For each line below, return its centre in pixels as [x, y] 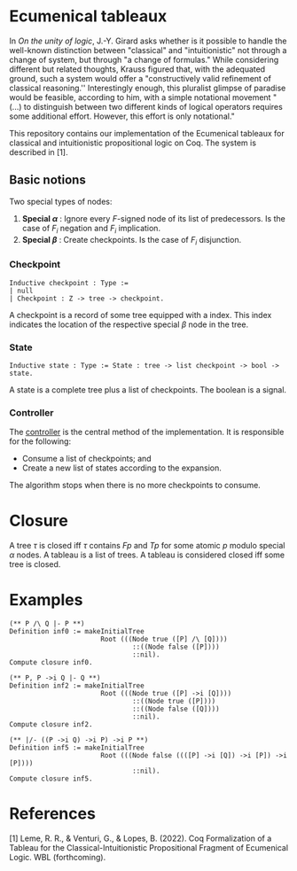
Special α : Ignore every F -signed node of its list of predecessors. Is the [153, 218]
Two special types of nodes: [61, 201]
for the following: [40, 441]
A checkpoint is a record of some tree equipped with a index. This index [141, 315]
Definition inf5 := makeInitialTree [77, 748]
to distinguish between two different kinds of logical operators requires [153, 106]
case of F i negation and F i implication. [91, 229]
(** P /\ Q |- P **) [47, 624]
